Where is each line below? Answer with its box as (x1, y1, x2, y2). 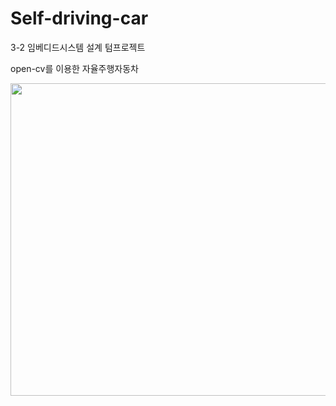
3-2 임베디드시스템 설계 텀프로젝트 (10, 41, 146, 53)
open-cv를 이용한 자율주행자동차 (10, 62, 139, 74)
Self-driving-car (10, 7, 149, 30)
